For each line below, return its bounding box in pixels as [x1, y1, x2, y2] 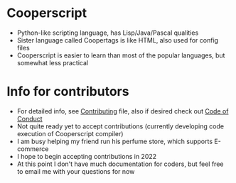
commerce [16, 144, 49, 153]
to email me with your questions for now [16, 167, 135, 175]
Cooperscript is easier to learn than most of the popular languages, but [16, 51, 225, 60]
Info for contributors [6, 84, 129, 100]
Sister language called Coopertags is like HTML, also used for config [16, 35, 218, 44]
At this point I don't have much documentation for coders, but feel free [16, 160, 224, 168]
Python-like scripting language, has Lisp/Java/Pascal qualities [16, 28, 199, 37]
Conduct [16, 114, 43, 123]
